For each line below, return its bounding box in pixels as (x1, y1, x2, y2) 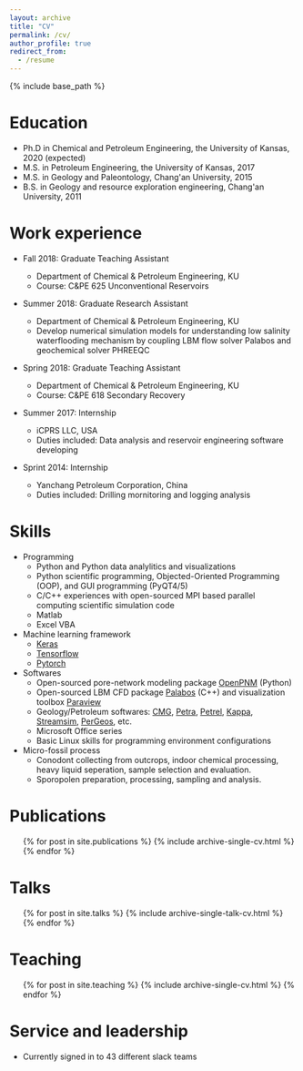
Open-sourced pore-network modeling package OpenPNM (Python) (35, 677, 293, 688)
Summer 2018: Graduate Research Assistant (22, 298, 188, 309)
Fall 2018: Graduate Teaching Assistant (22, 252, 169, 264)
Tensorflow (35, 648, 79, 658)
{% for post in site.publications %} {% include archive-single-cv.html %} (22, 835, 295, 847)
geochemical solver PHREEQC (35, 344, 150, 355)
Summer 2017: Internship (22, 407, 116, 418)
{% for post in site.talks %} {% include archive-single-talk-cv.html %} (22, 907, 284, 918)
